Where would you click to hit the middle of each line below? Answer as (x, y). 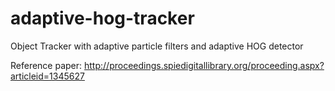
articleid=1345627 (47, 76)
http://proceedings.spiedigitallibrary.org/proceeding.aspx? (204, 65)
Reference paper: (46, 65)
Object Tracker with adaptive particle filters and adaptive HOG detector (157, 46)
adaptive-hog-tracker (102, 18)
